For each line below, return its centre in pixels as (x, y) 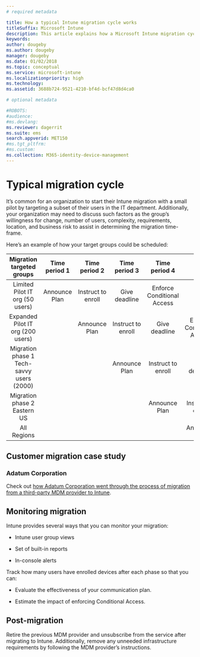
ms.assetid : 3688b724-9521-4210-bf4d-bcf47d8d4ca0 (70, 89)
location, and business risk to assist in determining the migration (85, 226)
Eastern (24, 410)
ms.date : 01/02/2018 (32, 61)
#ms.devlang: (22, 122)
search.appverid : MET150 (37, 139)
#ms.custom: (21, 150)
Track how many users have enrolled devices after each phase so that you (97, 572)
